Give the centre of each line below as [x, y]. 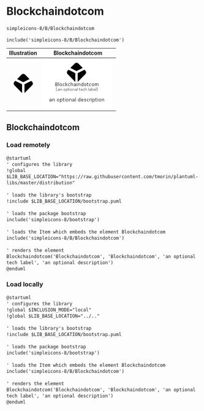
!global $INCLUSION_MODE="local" [49, 310]
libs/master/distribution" [41, 182]
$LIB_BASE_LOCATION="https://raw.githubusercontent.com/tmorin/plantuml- [103, 176]
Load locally [25, 284]
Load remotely [28, 144]
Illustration [23, 53]
